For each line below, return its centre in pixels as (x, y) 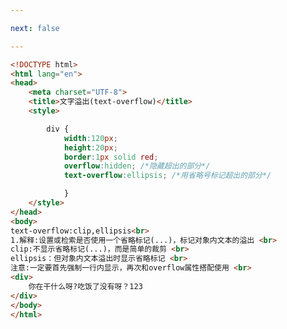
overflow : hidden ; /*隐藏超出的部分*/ (137, 166)
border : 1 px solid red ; (111, 157)
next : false (35, 28)
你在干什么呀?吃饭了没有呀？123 (85, 286)
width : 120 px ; (90, 138)
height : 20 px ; (90, 147)
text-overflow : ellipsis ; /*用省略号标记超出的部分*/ (167, 176)
